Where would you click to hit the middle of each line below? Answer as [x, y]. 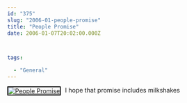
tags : [15, 58]
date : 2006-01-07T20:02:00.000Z [54, 33]
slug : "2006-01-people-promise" [54, 20]
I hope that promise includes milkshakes [123, 90]
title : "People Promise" [43, 26]
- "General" [31, 70]
